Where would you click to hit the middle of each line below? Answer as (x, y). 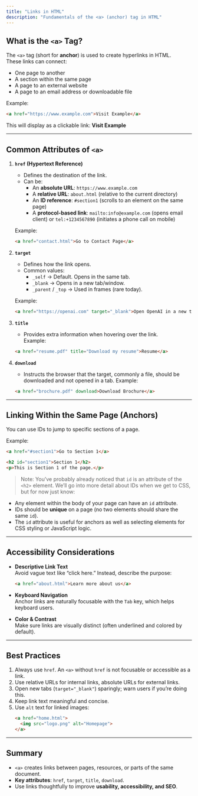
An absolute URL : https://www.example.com (85, 188)
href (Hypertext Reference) (49, 164)
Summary (24, 753)
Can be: (33, 181)
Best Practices (33, 656)
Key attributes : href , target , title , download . (70, 780)
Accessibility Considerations (60, 552)
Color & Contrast (36, 619)
